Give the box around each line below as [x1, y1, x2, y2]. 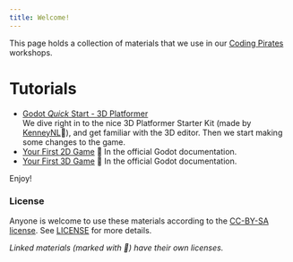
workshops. [9, 46, 53, 58]
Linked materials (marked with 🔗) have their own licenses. [9, 242, 224, 253]
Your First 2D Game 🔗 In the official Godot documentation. [22, 146, 237, 156]
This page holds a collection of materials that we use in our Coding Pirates [9, 38, 284, 48]
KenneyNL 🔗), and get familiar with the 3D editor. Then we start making [22, 127, 283, 138]
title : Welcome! [9, 13, 70, 22]
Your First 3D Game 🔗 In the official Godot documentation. [22, 156, 237, 166]
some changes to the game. [22, 136, 126, 148]
